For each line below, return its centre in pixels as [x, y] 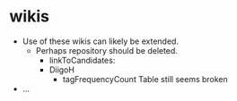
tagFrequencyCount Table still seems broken [145, 79]
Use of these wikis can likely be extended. [101, 41]
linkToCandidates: [82, 60]
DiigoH [61, 70]
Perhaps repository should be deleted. [106, 50]
